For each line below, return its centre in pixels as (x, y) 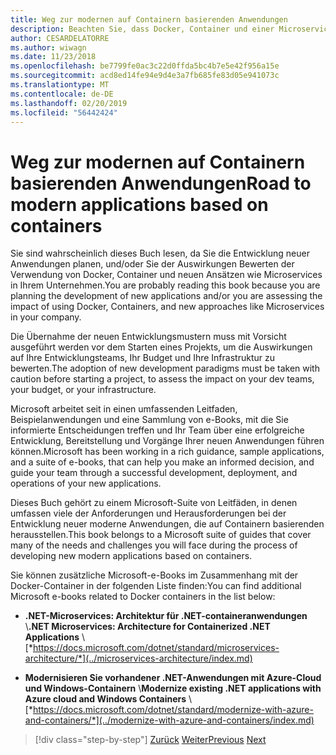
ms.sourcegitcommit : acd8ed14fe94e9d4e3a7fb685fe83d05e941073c (145, 76)
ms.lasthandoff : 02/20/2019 (69, 103)
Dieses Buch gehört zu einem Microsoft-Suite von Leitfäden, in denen (154, 503)
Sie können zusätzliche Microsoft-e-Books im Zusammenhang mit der (154, 575)
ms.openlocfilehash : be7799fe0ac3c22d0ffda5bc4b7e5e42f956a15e (145, 66)
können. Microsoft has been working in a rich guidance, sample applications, (167, 452)
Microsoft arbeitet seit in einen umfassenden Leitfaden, (124, 409)
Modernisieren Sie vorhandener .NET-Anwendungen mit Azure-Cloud (173, 678)
